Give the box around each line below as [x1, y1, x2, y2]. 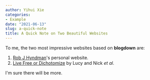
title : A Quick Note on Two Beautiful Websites [5, 31, 108, 36]
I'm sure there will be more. [5, 70, 63, 76]
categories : [5, 12, 31, 17]
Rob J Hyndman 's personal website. [12, 55, 89, 61]
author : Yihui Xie [5, 7, 44, 13]
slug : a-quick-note [5, 26, 47, 31]
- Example [5, 17, 26, 22]
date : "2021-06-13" [5, 21, 47, 27]
